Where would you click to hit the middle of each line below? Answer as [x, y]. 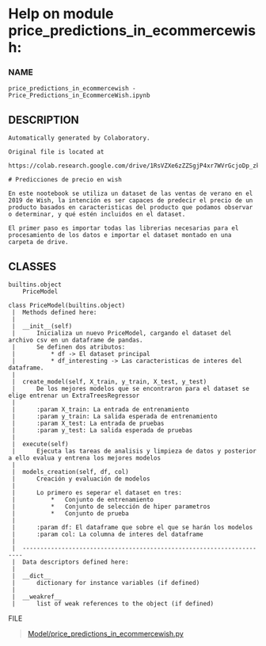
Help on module [61, 14]
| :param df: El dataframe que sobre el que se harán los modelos [132, 528]
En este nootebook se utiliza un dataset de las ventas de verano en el [131, 194]
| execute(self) [40, 445]
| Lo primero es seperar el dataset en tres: [97, 493]
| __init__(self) [42, 327]
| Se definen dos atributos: [68, 347]
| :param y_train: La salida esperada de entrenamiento [114, 417]
